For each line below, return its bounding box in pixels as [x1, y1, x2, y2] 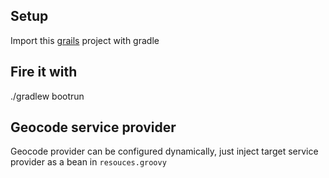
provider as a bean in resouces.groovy [10, 156, 167, 168]
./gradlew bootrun [10, 90, 85, 102]
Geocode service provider [10, 119, 177, 136]
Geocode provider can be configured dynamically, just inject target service [10, 145, 319, 158]
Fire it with [10, 64, 78, 81]
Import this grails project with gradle [10, 34, 160, 46]
